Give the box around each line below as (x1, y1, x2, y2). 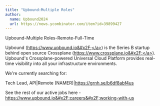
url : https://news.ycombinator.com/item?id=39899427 (9, 21, 122, 26)
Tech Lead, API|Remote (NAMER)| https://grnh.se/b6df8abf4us (5, 80, 134, 86)
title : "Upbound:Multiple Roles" (5, 7, 75, 12)
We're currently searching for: (5, 70, 67, 76)
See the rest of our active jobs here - (5, 89, 81, 95)
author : (5, 12, 21, 17)
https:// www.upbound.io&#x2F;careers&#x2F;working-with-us (5, 95, 134, 101)
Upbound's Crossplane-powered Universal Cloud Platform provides (5, 55, 144, 61)
